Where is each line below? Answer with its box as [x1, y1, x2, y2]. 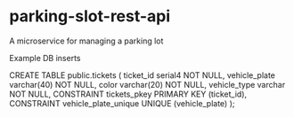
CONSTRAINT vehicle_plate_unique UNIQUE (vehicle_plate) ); [9, 97, 235, 108]
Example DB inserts [9, 52, 81, 63]
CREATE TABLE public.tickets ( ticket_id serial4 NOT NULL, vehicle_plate [9, 69, 276, 81]
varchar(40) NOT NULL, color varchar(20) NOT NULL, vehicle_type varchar [9, 79, 286, 90]
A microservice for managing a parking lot [9, 35, 164, 46]
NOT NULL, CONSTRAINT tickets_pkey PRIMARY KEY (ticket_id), [9, 89, 248, 99]
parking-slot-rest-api [9, 6, 171, 27]
